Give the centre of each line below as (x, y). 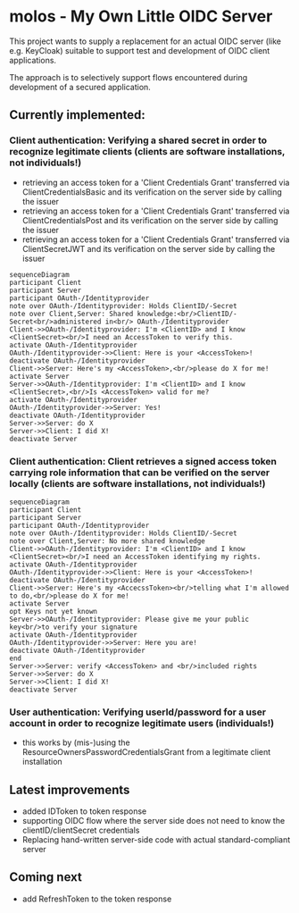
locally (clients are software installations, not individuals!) (137, 483)
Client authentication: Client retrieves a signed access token (143, 461)
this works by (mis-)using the (76, 742)
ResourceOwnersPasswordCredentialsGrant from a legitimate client (146, 752)
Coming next (46, 877)
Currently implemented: (77, 115)
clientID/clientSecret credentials (81, 830)
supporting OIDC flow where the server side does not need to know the (154, 821)
